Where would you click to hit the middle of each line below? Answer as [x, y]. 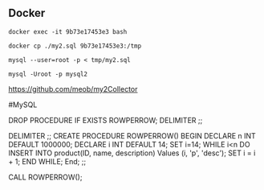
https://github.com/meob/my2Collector [73, 89]
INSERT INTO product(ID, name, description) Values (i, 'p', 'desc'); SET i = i [132, 153]
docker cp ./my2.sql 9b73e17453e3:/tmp [75, 46]
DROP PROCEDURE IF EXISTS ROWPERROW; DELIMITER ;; [106, 120]
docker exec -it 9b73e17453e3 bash [68, 31]
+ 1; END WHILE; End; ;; [47, 161]
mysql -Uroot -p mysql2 [48, 74]
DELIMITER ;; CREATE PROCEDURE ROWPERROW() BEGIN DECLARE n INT [132, 135]
